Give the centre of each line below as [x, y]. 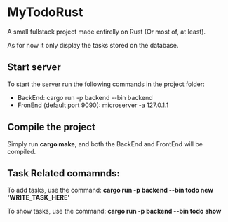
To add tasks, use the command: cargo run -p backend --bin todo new [110, 190]
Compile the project [52, 127]
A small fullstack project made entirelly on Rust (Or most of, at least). [106, 32]
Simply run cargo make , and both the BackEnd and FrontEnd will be [105, 144]
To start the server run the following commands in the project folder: [106, 84]
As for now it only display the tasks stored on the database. [93, 45]
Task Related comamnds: [64, 173]
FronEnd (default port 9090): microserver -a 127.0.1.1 [93, 105]
